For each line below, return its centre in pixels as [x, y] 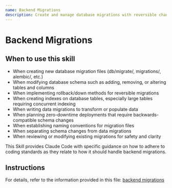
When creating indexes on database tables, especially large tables [82, 98]
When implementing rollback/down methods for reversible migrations [86, 93]
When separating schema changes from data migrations [72, 131]
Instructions [25, 167]
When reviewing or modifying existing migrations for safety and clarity [87, 136]
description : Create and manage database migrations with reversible [81, 15]
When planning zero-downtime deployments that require [72, 114]
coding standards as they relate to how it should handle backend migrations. [86, 152]
